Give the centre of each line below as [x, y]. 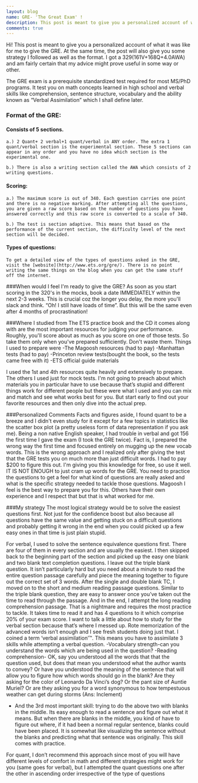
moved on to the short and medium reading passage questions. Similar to [95, 588]
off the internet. [29, 275]
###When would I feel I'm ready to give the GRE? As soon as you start [91, 286]
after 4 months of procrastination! [47, 311]
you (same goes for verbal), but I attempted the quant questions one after [95, 767]
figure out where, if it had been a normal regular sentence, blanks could [102, 724]
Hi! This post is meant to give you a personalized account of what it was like [98, 45]
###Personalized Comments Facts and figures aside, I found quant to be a [96, 414]
